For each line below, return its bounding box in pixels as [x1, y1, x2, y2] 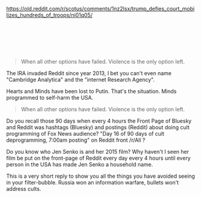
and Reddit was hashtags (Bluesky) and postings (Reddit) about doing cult [6, 124, 190, 131]
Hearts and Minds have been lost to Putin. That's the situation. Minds [6, 88, 177, 95]
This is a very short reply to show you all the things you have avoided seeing [6, 172, 195, 180]
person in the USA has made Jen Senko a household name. [6, 161, 153, 168]
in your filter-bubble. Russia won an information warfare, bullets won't [6, 179, 179, 186]
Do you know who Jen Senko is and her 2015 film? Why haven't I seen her [6, 148, 189, 155]
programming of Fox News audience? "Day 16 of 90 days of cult [6, 130, 165, 137]
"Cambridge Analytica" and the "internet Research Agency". [6, 76, 155, 83]
